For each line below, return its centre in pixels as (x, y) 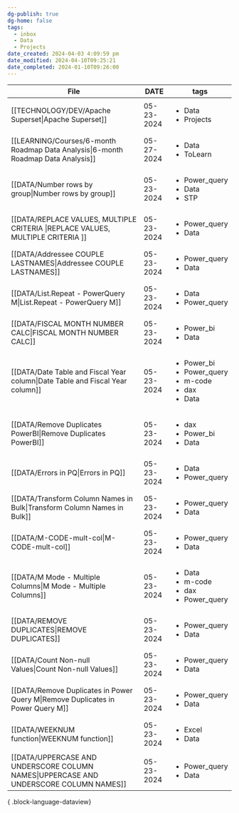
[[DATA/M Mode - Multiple (56, 577)
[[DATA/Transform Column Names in (72, 498)
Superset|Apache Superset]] (59, 119)
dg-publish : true (33, 14)
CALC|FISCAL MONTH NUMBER (65, 333)
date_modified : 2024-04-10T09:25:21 (62, 61)
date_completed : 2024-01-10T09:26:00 (63, 67)
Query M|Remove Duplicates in (63, 699)
